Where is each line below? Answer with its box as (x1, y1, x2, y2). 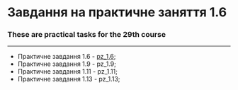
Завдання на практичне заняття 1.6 (7, 4, 227, 21)
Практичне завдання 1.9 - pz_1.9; (17, 60, 117, 68)
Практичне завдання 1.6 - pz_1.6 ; (17, 52, 116, 61)
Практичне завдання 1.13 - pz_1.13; (17, 75, 120, 84)
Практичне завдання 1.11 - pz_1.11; (17, 67, 118, 76)
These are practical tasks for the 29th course (7, 30, 166, 40)
